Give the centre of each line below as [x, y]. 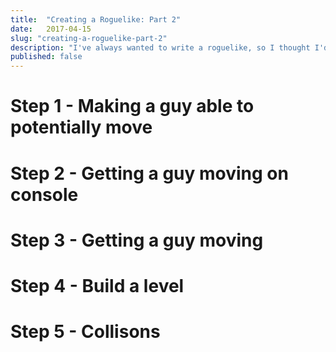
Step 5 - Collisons [85, 332]
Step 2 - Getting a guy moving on [149, 173]
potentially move [81, 127]
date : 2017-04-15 [51, 29]
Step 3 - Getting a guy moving [137, 240]
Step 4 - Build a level [97, 285]
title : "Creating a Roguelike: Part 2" [96, 19]
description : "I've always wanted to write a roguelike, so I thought [160, 47]
